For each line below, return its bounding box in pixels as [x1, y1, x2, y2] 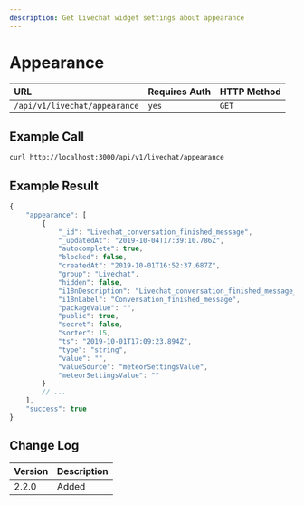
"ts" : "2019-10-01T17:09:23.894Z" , [57, 337, 193, 346]
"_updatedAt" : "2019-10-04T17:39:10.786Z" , [57, 236, 224, 245]
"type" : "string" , [57, 345, 128, 354]
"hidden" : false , [57, 277, 124, 286]
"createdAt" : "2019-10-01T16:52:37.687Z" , [57, 261, 221, 270]
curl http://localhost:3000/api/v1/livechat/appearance [9, 153, 224, 162]
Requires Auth [147, 85, 211, 98]
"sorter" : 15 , [57, 328, 111, 338]
